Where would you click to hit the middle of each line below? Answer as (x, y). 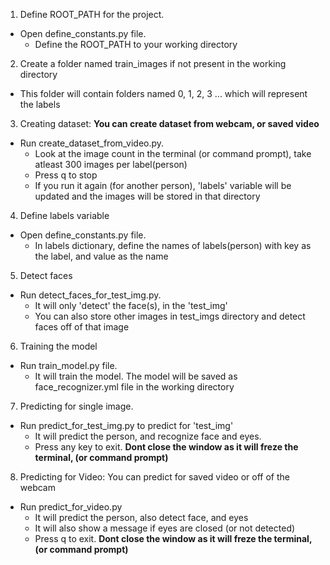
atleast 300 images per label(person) (111, 164)
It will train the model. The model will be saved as (136, 376)
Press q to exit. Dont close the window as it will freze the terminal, (173, 538)
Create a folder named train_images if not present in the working (153, 63)
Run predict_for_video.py (71, 507)
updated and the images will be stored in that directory (147, 196)
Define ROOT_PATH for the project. (92, 14)
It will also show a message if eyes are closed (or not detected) (165, 528)
